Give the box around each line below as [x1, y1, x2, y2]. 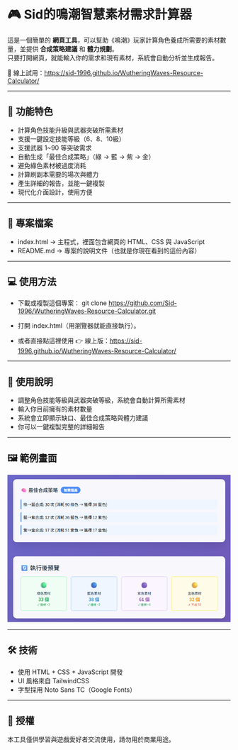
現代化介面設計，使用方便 [17, 187, 93, 196]
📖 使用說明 [7, 375, 53, 387]
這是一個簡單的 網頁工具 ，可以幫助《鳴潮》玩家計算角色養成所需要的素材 [7, 35, 220, 44]
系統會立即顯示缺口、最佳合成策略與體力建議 [17, 414, 149, 422]
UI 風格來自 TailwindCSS [17, 676, 90, 685]
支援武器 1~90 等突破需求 [17, 143, 92, 152]
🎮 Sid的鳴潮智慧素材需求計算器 [7, 6, 193, 23]
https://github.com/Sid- [108, 299, 177, 307]
